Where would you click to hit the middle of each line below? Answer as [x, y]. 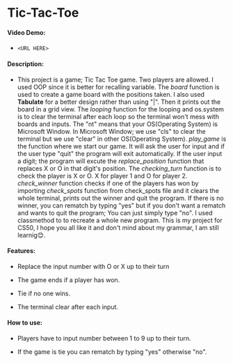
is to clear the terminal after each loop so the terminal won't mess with [118, 116]
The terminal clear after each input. [68, 307]
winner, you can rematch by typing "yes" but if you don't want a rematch [121, 205]
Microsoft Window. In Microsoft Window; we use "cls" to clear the [112, 131]
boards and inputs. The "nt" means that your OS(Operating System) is [117, 124]
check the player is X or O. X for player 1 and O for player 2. [102, 176]
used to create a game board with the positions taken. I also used [111, 94]
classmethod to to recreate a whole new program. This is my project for [120, 220]
